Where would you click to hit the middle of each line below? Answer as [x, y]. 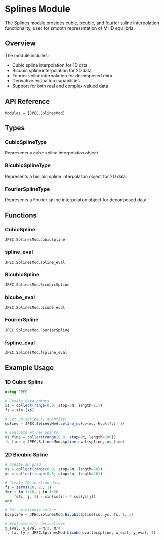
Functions [21, 215]
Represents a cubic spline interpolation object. [52, 153]
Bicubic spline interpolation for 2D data [52, 70]
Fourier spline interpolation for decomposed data [62, 76]
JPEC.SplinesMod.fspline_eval [36, 353]
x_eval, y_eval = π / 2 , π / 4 [33, 528]
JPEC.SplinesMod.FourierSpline [37, 330]
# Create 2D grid [23, 464]
